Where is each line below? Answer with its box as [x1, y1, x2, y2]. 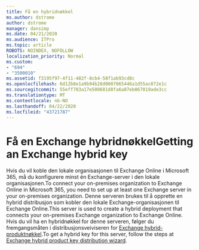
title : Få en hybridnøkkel [6, 8, 74, 15]
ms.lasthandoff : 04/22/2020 [6, 103, 76, 109]
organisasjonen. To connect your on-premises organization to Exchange [6, 180, 182, 187]
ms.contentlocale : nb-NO [6, 97, 68, 103]
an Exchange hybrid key [6, 147, 128, 161]
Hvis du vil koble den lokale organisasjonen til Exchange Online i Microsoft [6, 167, 189, 174]
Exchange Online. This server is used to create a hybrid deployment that [6, 205, 183, 212]
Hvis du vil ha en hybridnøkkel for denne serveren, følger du [6, 218, 154, 225]
